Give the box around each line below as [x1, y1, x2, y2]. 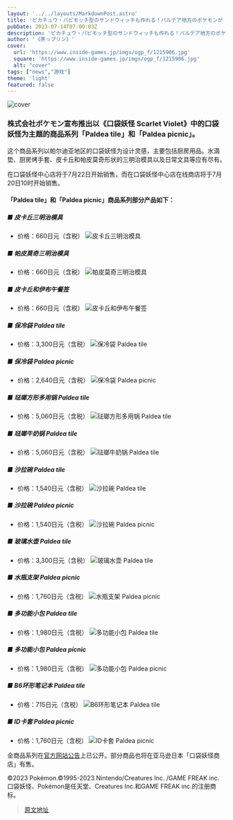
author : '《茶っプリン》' [7, 36, 75, 43]
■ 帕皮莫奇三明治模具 [7, 249, 69, 257]
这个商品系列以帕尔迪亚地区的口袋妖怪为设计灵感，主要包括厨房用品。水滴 [7, 147, 220, 155]
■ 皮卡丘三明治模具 [7, 213, 64, 221]
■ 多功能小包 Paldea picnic [7, 646, 87, 654]
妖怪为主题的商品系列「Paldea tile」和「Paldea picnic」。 [7, 129, 200, 139]
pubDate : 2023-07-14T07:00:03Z [7, 23, 98, 30]
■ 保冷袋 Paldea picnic [7, 357, 74, 366]
